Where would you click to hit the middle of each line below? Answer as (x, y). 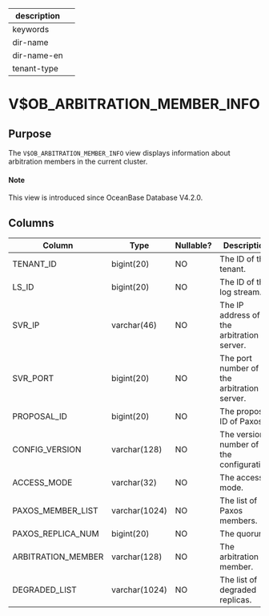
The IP (232, 306)
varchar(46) (134, 326)
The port (236, 359)
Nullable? (193, 245)
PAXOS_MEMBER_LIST (55, 511)
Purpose (30, 134)
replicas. (236, 600)
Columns (31, 223)
